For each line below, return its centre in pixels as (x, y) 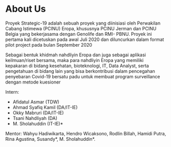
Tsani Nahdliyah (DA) (35, 118)
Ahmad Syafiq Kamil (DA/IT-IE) (45, 107)
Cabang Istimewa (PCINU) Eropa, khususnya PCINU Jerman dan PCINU (81, 28)
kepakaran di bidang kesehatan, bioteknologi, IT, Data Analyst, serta (77, 66)
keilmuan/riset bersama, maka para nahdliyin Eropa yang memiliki (74, 60)
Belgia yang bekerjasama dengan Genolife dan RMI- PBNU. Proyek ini (79, 34)
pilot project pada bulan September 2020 (49, 45)
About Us (26, 9)
